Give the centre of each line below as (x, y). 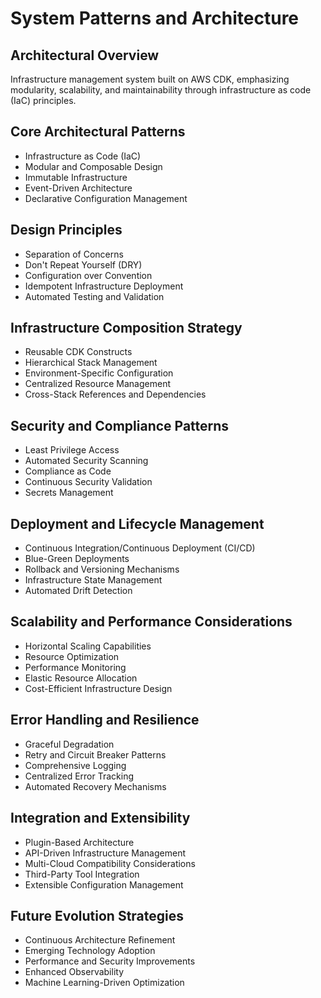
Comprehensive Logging (75, 765)
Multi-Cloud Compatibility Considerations (110, 863)
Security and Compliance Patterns (120, 425)
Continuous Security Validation (88, 482)
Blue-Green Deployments (77, 559)
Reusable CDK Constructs (78, 352)
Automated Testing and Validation (94, 296)
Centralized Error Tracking (79, 776)
